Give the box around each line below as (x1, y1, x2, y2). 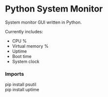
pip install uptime (5, 87, 39, 93)
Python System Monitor (5, 3, 103, 14)
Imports (5, 70, 24, 77)
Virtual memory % (12, 43, 49, 49)
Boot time (12, 53, 32, 59)
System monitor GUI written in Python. (5, 19, 82, 25)
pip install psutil (5, 82, 36, 87)
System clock (12, 58, 40, 64)
